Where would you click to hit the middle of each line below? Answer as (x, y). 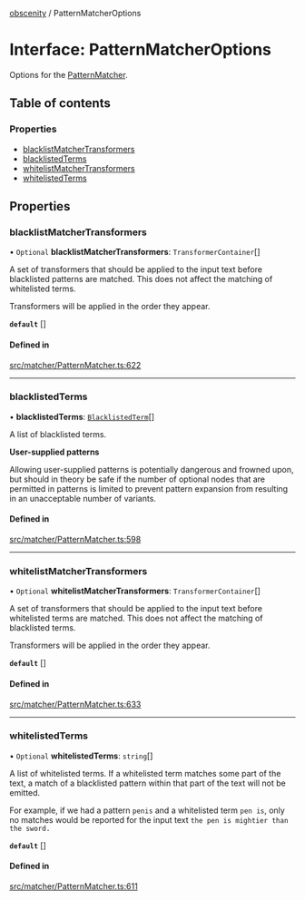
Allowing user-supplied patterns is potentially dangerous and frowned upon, (152, 469)
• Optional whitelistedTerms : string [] (81, 756)
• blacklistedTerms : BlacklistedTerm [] (82, 416)
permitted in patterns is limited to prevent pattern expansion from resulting (149, 488)
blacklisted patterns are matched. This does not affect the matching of (141, 279)
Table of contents (60, 103)
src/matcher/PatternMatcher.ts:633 (75, 704)
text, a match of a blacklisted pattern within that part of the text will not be (148, 783)
